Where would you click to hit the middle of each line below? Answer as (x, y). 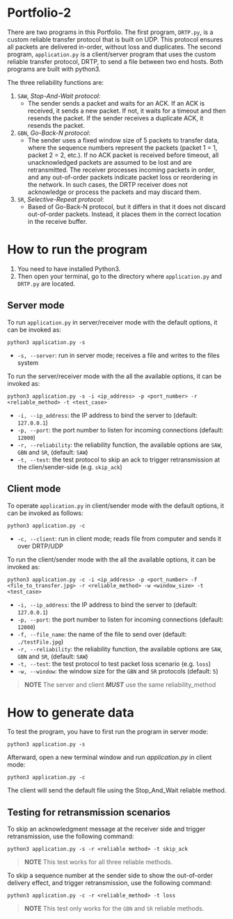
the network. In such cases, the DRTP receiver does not (107, 184)
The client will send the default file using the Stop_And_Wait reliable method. (117, 790)
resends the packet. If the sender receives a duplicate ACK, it (115, 118)
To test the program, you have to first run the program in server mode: (108, 732)
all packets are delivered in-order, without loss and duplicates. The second (114, 47)
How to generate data (71, 712)
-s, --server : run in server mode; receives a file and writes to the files (119, 355)
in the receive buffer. (57, 221)
